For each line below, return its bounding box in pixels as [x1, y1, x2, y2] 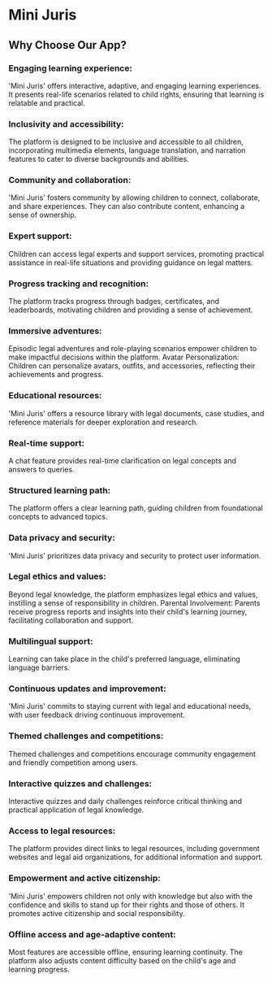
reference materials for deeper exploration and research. [8, 417, 199, 427]
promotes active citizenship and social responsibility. [8, 908, 185, 918]
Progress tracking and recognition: [8, 278, 149, 289]
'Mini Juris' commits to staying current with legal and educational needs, [8, 702, 252, 711]
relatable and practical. [8, 98, 85, 107]
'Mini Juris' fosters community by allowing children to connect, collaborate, [8, 193, 261, 202]
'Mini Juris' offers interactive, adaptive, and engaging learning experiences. [8, 80, 261, 90]
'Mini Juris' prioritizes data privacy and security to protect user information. [8, 550, 261, 560]
